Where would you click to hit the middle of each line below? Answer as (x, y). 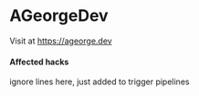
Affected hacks (39, 62)
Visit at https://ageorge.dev (61, 41)
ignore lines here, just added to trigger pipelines (99, 82)
